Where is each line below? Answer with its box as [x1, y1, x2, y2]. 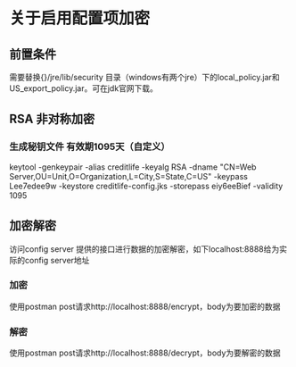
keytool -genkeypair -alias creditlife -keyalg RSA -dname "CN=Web [9, 162, 257, 172]
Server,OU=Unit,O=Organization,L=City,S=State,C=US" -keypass [9, 171, 248, 181]
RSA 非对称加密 [9, 112, 95, 127]
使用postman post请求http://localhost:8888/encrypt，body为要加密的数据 [9, 301, 281, 312]
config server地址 [24, 254, 90, 265]
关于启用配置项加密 [9, 8, 151, 29]
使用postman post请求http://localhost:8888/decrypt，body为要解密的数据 [9, 347, 281, 358]
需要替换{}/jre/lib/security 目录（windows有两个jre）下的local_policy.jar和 [9, 72, 280, 82]
